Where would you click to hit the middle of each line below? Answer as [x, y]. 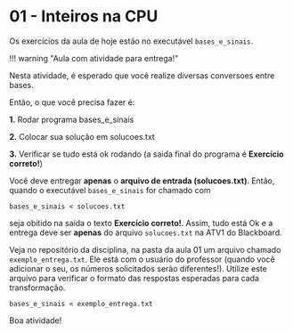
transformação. [37, 288]
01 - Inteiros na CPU [84, 16]
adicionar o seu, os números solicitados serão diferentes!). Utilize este [138, 268]
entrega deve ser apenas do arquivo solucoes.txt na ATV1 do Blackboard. [146, 232]
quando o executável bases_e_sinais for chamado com [110, 190]
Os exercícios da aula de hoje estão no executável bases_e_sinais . [131, 41]
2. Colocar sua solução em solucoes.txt [82, 136]
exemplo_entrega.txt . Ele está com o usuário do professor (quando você [142, 259]
